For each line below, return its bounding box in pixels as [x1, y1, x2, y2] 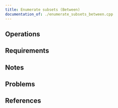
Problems [5, 80, 35, 88]
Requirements [5, 47, 49, 55]
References [5, 97, 41, 105]
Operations [5, 30, 40, 38]
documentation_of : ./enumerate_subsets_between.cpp [5, 12, 113, 17]
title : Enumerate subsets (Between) [5, 7, 80, 12]
